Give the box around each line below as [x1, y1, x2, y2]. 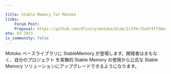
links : [5, 16, 19, 22]
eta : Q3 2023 [5, 31, 33, 36]
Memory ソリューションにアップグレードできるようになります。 [5, 63, 139, 69]
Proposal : [14, 26, 36, 31]
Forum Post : [14, 21, 40, 27]
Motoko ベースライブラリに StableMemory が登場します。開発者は [5, 51, 144, 56]
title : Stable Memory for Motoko [5, 12, 76, 17]
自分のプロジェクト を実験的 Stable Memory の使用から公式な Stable [14, 57, 158, 63]
